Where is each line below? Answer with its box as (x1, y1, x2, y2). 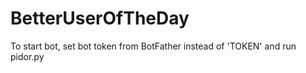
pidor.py (10, 50, 45, 62)
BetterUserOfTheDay (10, 7, 190, 30)
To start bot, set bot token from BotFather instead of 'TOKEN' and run (10, 40, 297, 52)
